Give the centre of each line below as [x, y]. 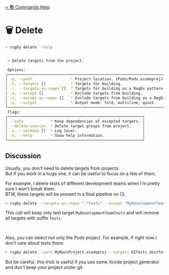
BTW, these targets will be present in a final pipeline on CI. [65, 194]
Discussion [23, 156]
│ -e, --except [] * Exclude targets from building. [74, 93]
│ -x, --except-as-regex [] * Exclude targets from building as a [78, 98]
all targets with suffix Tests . [34, 218]
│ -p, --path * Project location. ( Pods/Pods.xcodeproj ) [84, 79]
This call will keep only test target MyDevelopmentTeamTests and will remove [82, 213]
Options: [17, 70]
